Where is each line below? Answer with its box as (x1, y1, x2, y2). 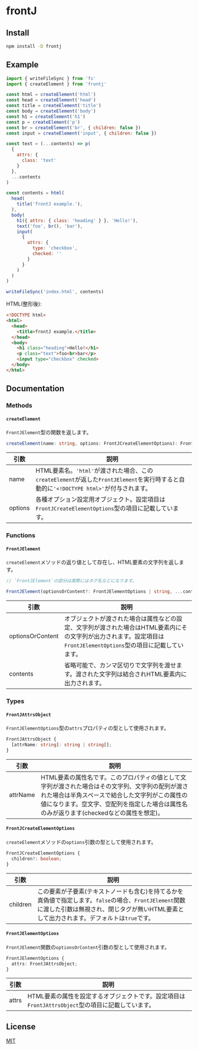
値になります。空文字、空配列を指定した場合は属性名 (41, 799, 188, 808)
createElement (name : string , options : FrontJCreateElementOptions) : (6, 441, 178, 447)
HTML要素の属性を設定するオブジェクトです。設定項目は (27, 992, 186, 1000)
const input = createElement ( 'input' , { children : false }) (6, 130, 157, 136)
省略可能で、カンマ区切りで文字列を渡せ (64, 662, 177, 670)
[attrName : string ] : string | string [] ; (11, 742, 112, 748)
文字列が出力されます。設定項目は (70, 632, 164, 641)
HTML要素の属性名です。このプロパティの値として (41, 773, 181, 781)
